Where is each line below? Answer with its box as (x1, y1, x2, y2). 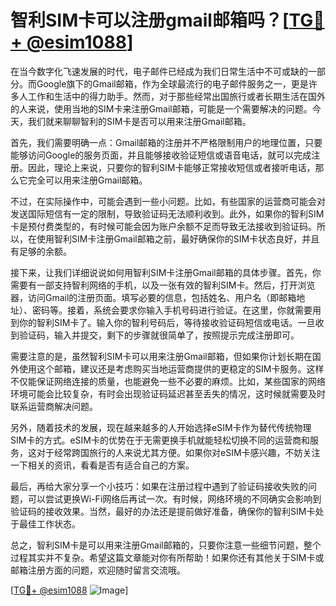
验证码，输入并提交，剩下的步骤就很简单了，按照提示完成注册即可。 (18, 329, 300, 341)
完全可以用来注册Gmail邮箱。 (27, 174, 148, 186)
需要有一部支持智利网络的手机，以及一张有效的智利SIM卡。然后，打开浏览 (10, 279, 316, 291)
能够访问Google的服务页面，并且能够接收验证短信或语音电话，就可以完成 (10, 149, 312, 161)
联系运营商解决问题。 (10, 400, 98, 412)
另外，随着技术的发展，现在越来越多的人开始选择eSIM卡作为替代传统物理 (10, 421, 312, 433)
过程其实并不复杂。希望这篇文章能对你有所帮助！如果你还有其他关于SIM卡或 (10, 551, 325, 563)
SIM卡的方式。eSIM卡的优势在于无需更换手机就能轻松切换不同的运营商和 (10, 434, 310, 446)
